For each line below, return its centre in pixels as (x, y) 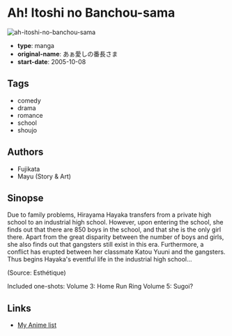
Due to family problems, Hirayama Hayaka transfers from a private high (109, 215)
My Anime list (37, 325)
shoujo (27, 130)
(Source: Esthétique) (37, 273)
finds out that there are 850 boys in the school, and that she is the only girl (114, 230)
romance (30, 115)
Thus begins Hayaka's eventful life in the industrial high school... (100, 259)
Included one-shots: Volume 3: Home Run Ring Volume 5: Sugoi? (100, 287)
